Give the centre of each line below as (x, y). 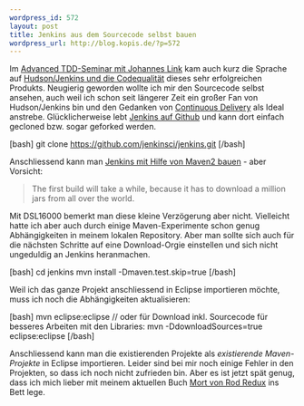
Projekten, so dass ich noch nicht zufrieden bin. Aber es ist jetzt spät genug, (152, 373)
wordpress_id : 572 (44, 18)
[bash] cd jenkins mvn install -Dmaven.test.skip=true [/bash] (123, 272)
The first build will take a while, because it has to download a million (158, 189)
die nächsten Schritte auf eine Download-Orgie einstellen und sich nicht (144, 245)
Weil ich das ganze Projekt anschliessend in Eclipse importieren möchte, (145, 290)
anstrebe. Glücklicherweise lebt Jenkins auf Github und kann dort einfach (147, 117)
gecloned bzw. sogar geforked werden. (83, 127)
